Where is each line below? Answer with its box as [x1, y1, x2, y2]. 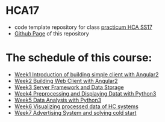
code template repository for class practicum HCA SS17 [14, 23, 153, 31]
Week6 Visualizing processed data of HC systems [14, 103, 139, 110]
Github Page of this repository [14, 29, 90, 37]
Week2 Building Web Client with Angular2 [14, 77, 118, 84]
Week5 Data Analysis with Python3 [14, 96, 102, 103]
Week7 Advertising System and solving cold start [14, 109, 137, 116]
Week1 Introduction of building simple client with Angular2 [14, 70, 159, 78]
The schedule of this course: [5, 51, 152, 65]
